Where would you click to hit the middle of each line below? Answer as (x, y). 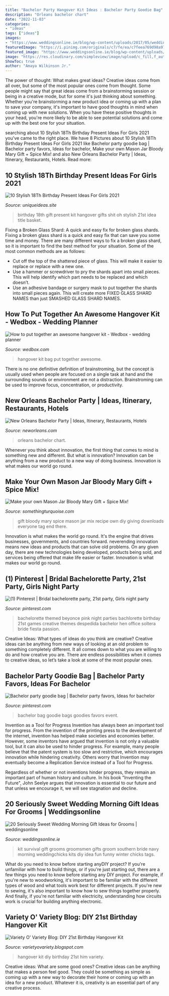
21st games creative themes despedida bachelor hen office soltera (87, 624)
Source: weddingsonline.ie (33, 839)
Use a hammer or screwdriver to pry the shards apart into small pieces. (86, 272)
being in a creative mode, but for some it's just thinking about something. (81, 97)
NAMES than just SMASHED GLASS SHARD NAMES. (67, 298)
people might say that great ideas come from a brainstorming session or (80, 91)
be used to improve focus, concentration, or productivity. (64, 385)
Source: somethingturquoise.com (40, 512)
